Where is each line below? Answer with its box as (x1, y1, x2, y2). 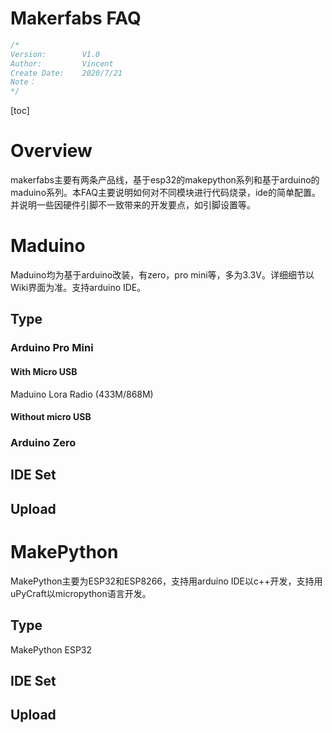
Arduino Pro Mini (10, 341, 94, 355)
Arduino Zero (10, 436, 77, 450)
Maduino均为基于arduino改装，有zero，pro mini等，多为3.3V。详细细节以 (10, 269, 315, 281)
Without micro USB (10, 411, 92, 423)
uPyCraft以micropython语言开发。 (10, 587, 152, 599)
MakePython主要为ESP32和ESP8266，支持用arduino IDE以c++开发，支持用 (10, 575, 323, 587)
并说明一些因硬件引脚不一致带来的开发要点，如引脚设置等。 (10, 199, 256, 211)
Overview (10, 140, 93, 162)
